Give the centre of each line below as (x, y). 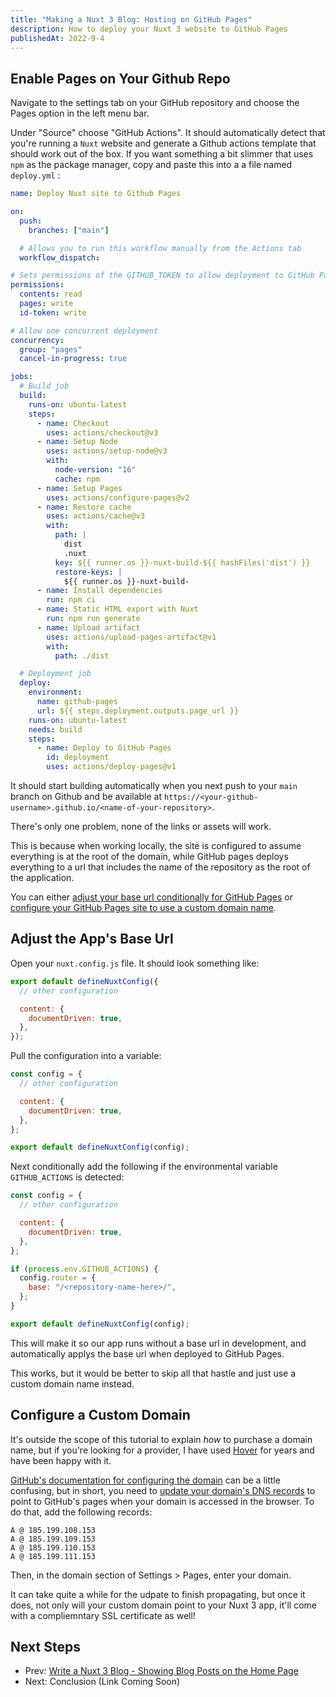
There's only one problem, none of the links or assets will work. (141, 827)
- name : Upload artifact (88, 627)
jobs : (21, 377)
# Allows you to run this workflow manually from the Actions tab (160, 248)
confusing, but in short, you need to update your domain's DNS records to (163, 1490)
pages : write (46, 304)
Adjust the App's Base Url (92, 939)
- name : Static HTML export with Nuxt (117, 609)
